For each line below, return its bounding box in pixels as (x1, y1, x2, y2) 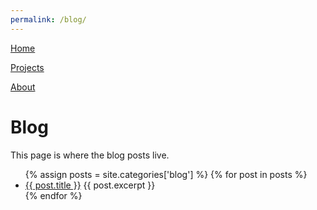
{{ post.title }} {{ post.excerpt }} (24, 179, 156, 191)
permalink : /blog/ (10, 14, 87, 25)
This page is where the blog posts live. (10, 149, 170, 161)
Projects (10, 61, 45, 73)
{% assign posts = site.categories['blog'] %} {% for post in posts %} (24, 168, 308, 180)
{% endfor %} (24, 189, 83, 201)
